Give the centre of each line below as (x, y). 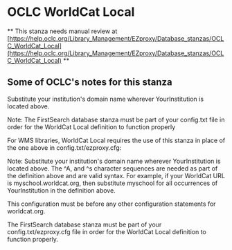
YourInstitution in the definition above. (61, 190)
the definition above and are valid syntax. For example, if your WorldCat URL (116, 175)
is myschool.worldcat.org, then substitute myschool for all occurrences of (113, 183)
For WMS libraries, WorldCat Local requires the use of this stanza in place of (116, 140)
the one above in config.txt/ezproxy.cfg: (64, 147)
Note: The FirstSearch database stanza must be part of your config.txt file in (116, 119)
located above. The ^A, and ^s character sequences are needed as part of (113, 168)
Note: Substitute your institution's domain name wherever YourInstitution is (114, 161)
